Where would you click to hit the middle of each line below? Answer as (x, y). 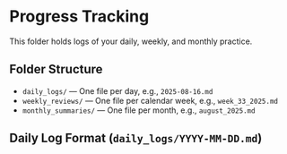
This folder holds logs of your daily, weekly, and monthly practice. (131, 41)
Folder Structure (56, 69)
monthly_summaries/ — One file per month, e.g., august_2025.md (139, 110)
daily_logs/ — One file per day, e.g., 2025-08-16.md (117, 90)
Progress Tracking (79, 17)
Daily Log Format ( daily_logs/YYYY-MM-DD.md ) (136, 138)
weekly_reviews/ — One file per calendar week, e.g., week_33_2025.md (150, 100)
